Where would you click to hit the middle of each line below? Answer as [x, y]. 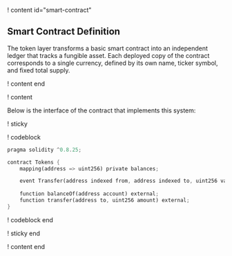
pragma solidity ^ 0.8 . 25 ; [44, 150]
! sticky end [23, 233]
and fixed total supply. [39, 70]
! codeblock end [30, 219]
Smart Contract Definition [64, 31]
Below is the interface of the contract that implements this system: [101, 110]
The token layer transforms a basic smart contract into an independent [108, 48]
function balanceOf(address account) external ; [89, 194]
